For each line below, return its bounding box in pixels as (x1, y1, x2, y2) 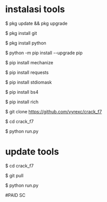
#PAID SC (5, 192, 26, 198)
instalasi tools (5, 4, 65, 15)
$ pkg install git (5, 30, 37, 36)
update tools (5, 146, 59, 157)
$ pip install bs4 (5, 89, 39, 95)
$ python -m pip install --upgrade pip (5, 50, 83, 56)
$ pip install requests (5, 69, 49, 75)
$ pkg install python (5, 39, 46, 46)
